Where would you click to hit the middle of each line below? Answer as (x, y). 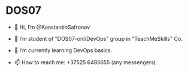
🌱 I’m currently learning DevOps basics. (63, 50)
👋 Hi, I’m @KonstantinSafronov (52, 27)
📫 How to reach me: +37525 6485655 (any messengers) (85, 62)
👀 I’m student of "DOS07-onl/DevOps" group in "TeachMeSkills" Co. (98, 38)
